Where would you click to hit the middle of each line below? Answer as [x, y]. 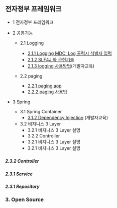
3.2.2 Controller [44, 135]
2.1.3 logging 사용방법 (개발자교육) [61, 66]
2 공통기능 [23, 33]
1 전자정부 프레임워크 [33, 22]
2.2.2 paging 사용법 [47, 92]
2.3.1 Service [19, 174]
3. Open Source [25, 199]
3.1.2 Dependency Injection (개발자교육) [68, 117]
